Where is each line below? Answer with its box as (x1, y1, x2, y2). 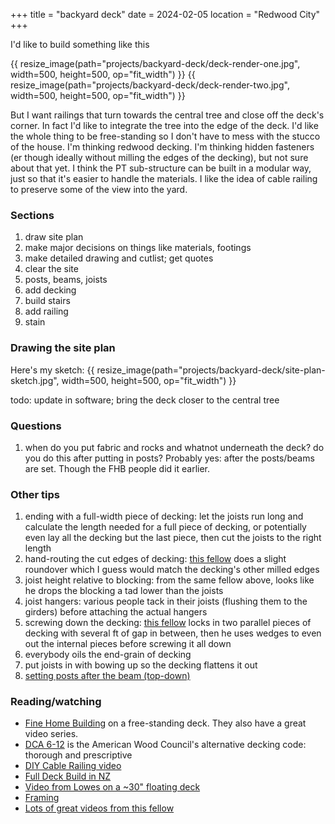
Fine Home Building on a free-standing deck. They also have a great (24, 717, 307, 729)
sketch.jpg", (10, 374, 60, 386)
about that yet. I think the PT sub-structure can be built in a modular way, (10, 162, 312, 174)
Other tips (10, 487, 61, 501)
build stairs (24, 295, 71, 307)
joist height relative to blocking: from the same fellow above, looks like (24, 574, 315, 586)
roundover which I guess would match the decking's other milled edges (24, 564, 320, 576)
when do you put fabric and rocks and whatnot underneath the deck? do (24, 441, 325, 453)
